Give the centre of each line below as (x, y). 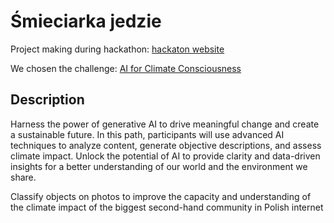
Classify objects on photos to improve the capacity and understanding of (161, 196)
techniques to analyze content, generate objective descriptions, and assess (166, 145)
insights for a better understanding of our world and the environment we (159, 166)
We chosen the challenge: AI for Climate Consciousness (126, 68)
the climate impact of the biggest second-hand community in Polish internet (167, 207)
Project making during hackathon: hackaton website (117, 49)
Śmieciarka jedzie (86, 21)
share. (23, 177)
